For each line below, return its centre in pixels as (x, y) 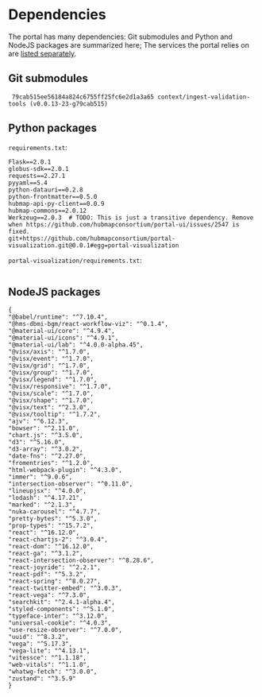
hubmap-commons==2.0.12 (48, 211)
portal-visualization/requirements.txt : (75, 260)
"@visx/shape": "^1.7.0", (51, 401)
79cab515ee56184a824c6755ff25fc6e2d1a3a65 (83, 97)
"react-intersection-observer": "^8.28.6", (81, 561)
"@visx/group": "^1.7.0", (51, 373)
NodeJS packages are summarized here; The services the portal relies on (129, 45)
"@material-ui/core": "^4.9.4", (62, 331)
